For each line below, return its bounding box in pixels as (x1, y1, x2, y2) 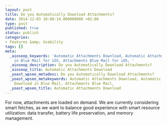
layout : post (5, 7, 32, 12)
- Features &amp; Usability (5, 40, 64, 45)
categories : (5, 35, 30, 40)
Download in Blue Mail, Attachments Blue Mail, (14, 81, 114, 86)
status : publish (5, 30, 39, 35)
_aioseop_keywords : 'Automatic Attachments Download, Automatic (9, 53, 146, 59)
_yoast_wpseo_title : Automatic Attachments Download (9, 85, 121, 91)
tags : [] (5, 44, 23, 49)
